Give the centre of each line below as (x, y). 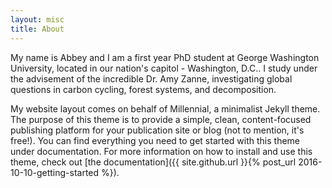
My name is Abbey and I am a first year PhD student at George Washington (165, 57)
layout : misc (37, 19)
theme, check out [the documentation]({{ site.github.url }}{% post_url (153, 162)
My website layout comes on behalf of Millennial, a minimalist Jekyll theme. (165, 108)
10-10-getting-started (55, 172)
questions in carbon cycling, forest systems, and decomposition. (143, 89)
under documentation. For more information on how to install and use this (161, 151)
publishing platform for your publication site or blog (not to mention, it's (157, 130)
